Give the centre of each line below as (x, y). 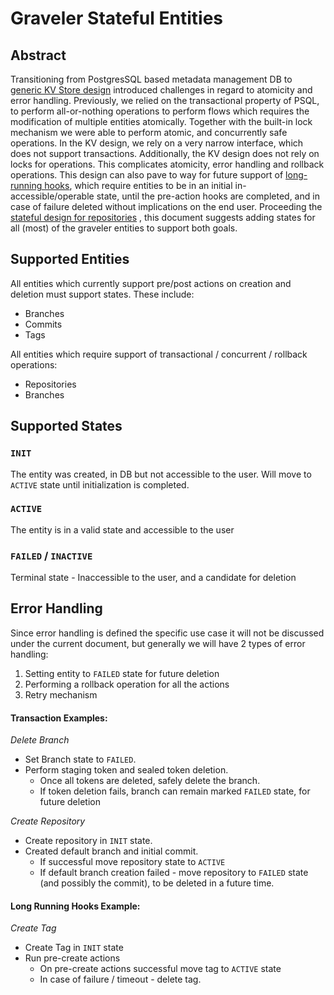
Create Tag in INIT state (74, 948)
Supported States (66, 426)
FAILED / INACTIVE (51, 555)
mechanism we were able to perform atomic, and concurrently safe (149, 132)
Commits (43, 324)
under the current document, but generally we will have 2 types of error (158, 643)
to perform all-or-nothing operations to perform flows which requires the (160, 111)
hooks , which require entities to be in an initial (138, 185)
